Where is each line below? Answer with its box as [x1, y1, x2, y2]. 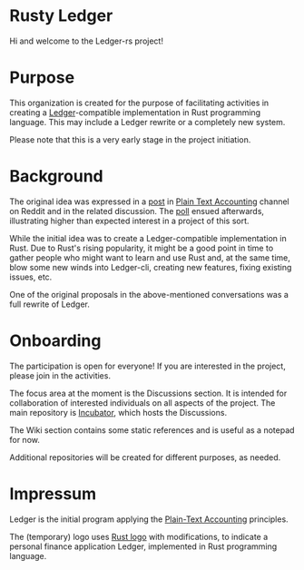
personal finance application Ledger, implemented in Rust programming [9, 541, 278, 552]
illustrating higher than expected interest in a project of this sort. [9, 215, 250, 226]
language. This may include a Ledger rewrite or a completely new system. [9, 116, 286, 127]
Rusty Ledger [9, 5, 113, 26]
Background [9, 166, 103, 187]
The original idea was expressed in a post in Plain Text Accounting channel [9, 196, 289, 207]
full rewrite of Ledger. [9, 299, 91, 310]
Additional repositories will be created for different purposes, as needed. [9, 451, 281, 463]
